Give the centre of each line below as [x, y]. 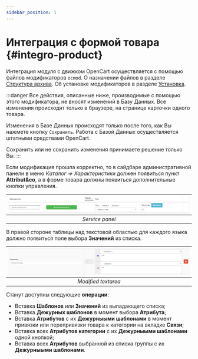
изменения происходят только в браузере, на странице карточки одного [98, 108]
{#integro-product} [55, 55]
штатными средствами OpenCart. [48, 138]
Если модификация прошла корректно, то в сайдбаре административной [99, 167]
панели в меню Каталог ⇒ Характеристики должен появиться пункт [93, 173]
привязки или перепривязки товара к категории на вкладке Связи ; [99, 325]
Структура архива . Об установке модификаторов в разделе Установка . [96, 84]
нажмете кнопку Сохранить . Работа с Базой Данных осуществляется [92, 131]
